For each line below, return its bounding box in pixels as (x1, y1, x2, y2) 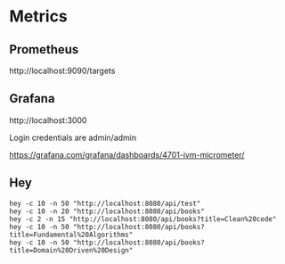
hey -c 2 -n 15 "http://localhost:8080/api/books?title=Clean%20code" (9, 214, 277, 224)
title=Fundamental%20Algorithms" (9, 230, 134, 239)
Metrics (9, 6, 69, 27)
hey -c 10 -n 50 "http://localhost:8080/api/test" (9, 199, 201, 208)
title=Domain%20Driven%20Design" (9, 245, 134, 255)
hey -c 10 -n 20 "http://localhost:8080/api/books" (9, 207, 205, 216)
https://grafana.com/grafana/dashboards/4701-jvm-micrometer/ (9, 149, 245, 160)
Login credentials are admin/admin (9, 132, 137, 143)
